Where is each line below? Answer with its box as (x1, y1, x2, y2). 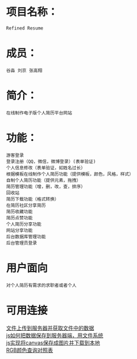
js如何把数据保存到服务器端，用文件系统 (6, 331, 103, 339)
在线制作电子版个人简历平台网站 (6, 110, 73, 116)
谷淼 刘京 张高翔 (6, 67, 43, 74)
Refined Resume (6, 25, 44, 31)
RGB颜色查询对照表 (6, 346, 53, 354)
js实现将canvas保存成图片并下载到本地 (6, 339, 100, 346)
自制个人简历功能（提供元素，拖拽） (6, 177, 81, 183)
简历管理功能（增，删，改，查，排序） (6, 183, 86, 189)
